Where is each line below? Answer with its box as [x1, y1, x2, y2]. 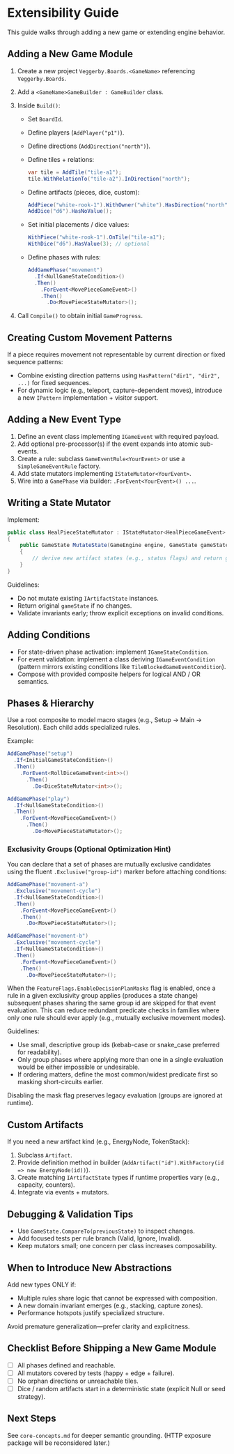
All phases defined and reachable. [17, 1361, 116, 1369]
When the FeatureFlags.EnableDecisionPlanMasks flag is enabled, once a [7, 984, 216, 992]
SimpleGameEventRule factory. [17, 462, 101, 470]
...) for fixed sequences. [17, 379, 91, 387]
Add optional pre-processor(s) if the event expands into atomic [17, 440, 198, 448]
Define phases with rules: [27, 253, 101, 261]
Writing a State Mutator [7, 497, 111, 509]
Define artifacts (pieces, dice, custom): [27, 188, 140, 196]
